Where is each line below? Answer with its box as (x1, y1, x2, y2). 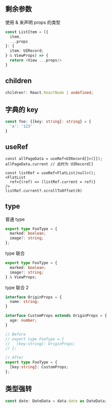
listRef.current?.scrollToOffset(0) (5, 188, 82, 193)
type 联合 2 (5, 284, 29, 291)
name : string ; (10, 299, 39, 304)
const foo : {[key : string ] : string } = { (5, 119, 92, 124)
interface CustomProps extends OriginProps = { (5, 313, 107, 319)
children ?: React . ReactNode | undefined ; (5, 90, 94, 95)
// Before (5, 332, 26, 337)
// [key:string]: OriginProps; (5, 341, 76, 347)
